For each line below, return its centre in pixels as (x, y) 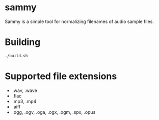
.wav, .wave (25, 90)
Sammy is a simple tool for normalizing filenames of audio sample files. (79, 21)
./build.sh (16, 56)
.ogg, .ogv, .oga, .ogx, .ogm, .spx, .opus (54, 112)
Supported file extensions (61, 76)
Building (23, 42)
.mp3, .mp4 (24, 101)
